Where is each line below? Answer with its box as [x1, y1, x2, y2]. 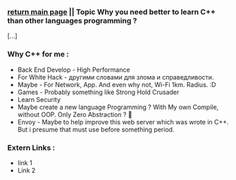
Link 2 [17, 166, 36, 174]
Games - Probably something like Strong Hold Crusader [17, 88, 180, 96]
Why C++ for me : [7, 49, 69, 59]
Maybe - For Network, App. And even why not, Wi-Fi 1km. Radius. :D [17, 80, 216, 89]
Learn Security [17, 95, 61, 103]
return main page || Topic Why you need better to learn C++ [7, 7, 216, 17]
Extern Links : [7, 143, 55, 153]
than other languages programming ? [7, 15, 137, 25]
